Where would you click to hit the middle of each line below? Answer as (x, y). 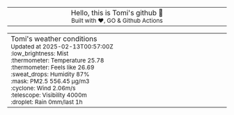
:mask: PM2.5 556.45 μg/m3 (50, 81)
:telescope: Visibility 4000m (49, 95)
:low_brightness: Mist (40, 54)
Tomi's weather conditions (54, 39)
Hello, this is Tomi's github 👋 (117, 13)
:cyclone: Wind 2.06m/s (43, 88)
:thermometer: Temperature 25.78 (57, 61)
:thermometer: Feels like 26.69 (53, 68)
